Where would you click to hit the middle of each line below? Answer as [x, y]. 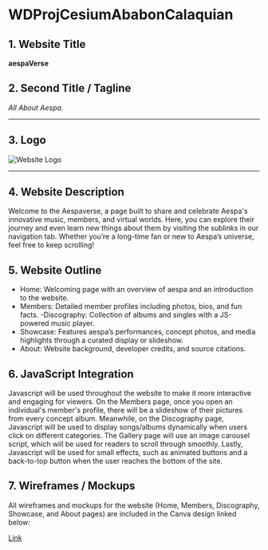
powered [34, 323]
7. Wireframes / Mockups [72, 486]
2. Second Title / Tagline [70, 88]
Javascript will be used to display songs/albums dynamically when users [128, 427]
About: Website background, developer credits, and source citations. [133, 349]
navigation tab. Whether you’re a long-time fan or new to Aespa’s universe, [131, 236]
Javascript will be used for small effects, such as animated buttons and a [128, 453]
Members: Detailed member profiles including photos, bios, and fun [131, 307]
